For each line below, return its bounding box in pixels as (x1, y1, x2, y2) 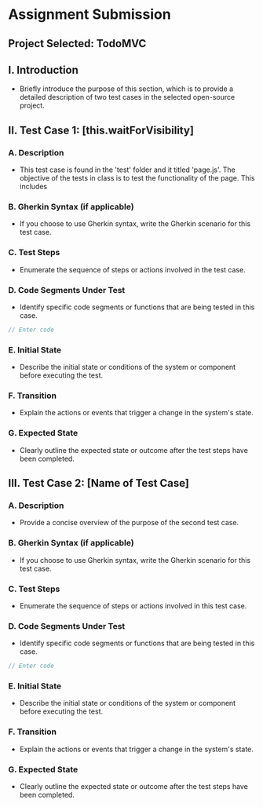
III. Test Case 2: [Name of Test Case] (8, 477, 190, 490)
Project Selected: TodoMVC (8, 37, 147, 50)
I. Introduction (8, 63, 79, 76)
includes (19, 182, 48, 192)
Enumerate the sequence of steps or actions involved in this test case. (19, 601, 247, 611)
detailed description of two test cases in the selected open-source (19, 93, 236, 102)
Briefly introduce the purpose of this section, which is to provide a (19, 84, 234, 93)
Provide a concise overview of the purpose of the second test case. (19, 518, 239, 528)
